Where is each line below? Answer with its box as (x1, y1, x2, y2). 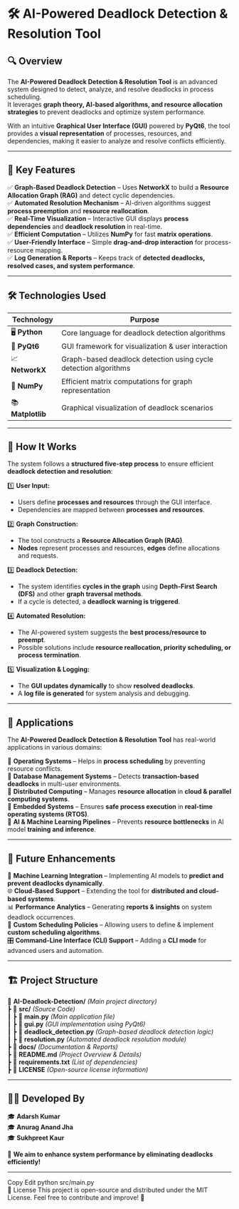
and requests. (17, 551, 58, 560)
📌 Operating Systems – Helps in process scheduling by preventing (7, 757, 206, 765)
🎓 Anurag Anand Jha (7, 1123, 73, 1131)
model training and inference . (7, 825, 96, 834)
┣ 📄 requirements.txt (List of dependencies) (7, 1057, 138, 1066)
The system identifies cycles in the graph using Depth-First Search (17, 582, 218, 591)
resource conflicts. (7, 765, 63, 773)
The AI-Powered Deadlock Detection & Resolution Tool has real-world (7, 735, 216, 744)
